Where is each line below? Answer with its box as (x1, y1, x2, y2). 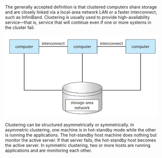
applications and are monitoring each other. (5, 147, 92, 154)
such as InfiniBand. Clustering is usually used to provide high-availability (5, 14, 150, 20)
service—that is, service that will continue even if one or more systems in (5, 19, 151, 25)
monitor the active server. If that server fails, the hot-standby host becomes (5, 137, 156, 143)
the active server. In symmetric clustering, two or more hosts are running (5, 143, 151, 148)
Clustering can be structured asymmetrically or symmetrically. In (5, 122, 134, 128)
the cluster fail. (5, 25, 35, 30)
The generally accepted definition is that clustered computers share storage (5, 4, 157, 10)
